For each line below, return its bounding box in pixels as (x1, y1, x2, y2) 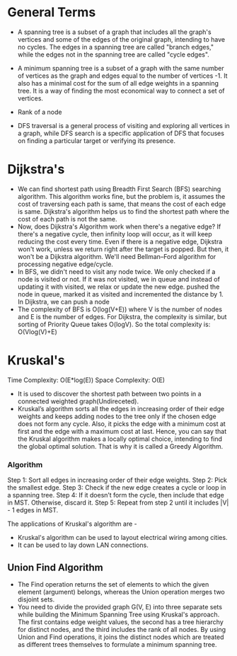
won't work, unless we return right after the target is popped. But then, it (17, 245, 229, 253)
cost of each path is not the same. (17, 214, 117, 223)
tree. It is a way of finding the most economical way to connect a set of (17, 86, 225, 95)
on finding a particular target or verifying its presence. (17, 136, 175, 145)
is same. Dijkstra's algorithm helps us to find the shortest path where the (17, 207, 230, 216)
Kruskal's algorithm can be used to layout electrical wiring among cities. (17, 534, 228, 542)
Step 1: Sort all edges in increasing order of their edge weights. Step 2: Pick (7, 476, 228, 485)
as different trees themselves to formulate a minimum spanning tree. (17, 640, 217, 648)
